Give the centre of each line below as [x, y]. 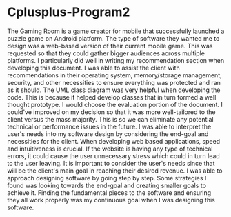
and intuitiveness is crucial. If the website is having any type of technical [110, 149]
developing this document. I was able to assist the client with [94, 68]
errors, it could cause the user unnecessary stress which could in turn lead [114, 155]
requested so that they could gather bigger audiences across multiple [106, 53]
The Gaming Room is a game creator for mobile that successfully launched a [116, 31]
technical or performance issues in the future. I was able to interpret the [109, 126]
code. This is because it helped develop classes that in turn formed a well [112, 97]
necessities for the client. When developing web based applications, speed [114, 141]
